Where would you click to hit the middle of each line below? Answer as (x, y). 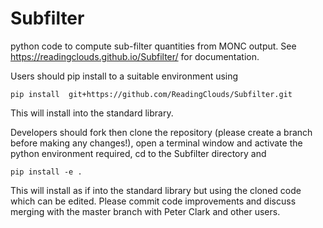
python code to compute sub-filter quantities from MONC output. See (153, 46)
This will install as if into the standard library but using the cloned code (156, 190)
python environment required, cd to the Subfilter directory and (138, 153)
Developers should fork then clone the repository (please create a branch (161, 132)
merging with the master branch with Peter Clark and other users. (145, 211)
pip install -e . (46, 172)
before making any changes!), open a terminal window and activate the (156, 143)
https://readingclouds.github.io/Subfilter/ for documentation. (135, 56)
